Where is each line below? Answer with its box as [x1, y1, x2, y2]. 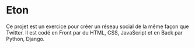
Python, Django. [6, 35, 45, 42]
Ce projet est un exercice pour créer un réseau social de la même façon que [6, 23, 189, 30]
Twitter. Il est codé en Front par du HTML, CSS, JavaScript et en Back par [6, 29, 183, 36]
